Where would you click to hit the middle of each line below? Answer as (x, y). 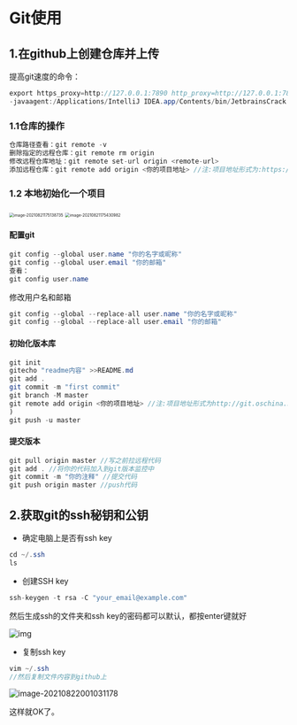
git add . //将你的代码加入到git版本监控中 (82, 469)
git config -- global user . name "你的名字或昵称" (96, 255)
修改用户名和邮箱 (40, 297)
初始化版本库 (32, 343)
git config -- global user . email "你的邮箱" (88, 262)
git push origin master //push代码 (73, 485)
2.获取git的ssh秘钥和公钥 (79, 515)
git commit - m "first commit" (65, 387)
